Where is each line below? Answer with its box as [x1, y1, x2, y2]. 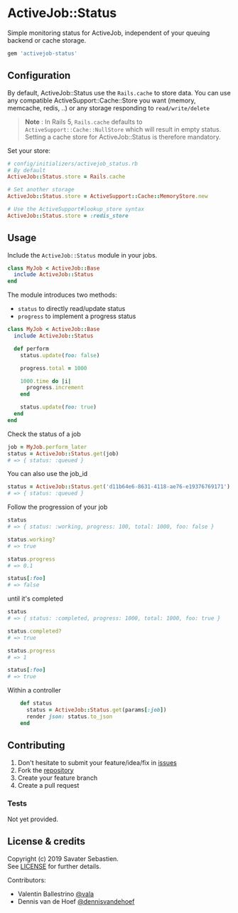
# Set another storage [7, 186, 75, 194]
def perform [13, 345, 50, 352]
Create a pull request [17, 781, 80, 789]
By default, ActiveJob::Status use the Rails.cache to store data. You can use [7, 88, 231, 97]
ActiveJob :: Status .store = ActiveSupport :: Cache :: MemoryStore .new [7, 193, 208, 200]
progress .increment [26, 384, 84, 391]
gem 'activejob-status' [7, 50, 78, 57]
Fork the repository [17, 766, 75, 774]
